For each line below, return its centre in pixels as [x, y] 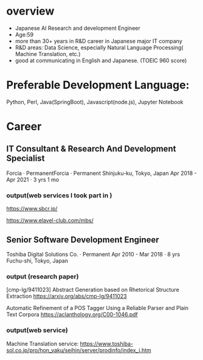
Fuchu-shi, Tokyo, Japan [37, 261]
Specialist [26, 159]
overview [30, 11]
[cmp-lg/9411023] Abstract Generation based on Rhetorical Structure [93, 290]
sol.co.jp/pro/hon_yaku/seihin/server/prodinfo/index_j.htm [79, 350]
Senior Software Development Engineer [83, 240]
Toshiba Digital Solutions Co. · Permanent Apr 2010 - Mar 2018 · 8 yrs [93, 254]
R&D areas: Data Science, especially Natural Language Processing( [99, 48]
